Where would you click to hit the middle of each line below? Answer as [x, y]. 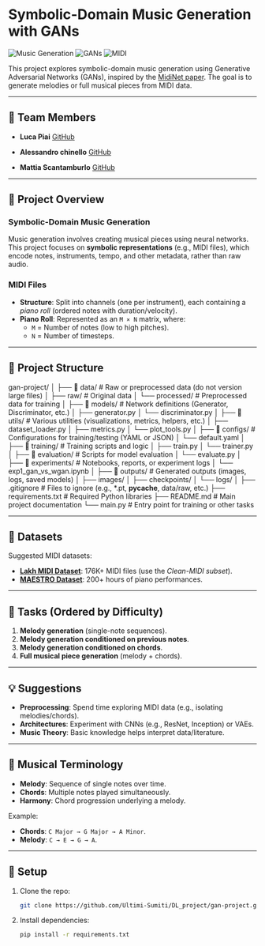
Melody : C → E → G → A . [58, 839]
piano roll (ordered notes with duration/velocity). [98, 311]
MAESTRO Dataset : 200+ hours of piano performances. [111, 579]
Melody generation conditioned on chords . [91, 648]
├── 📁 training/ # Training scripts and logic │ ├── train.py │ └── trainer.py [131, 446]
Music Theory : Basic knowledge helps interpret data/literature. [122, 732]
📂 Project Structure [56, 368]
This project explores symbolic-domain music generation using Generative [129, 68]
